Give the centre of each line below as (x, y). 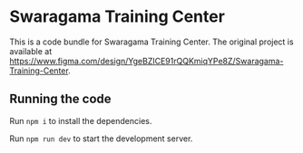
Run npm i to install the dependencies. (81, 120)
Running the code (60, 99)
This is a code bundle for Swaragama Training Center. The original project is (151, 42)
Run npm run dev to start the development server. (101, 139)
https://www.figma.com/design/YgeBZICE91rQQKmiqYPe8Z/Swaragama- (147, 61)
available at (31, 51)
